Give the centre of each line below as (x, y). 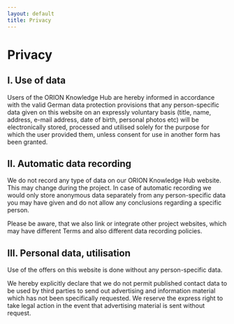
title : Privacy (29, 20)
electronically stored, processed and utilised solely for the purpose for (108, 127)
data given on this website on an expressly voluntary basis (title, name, (109, 112)
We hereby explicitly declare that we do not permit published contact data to (117, 283)
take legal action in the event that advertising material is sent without (106, 306)
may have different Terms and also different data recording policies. (105, 231)
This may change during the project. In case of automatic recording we (109, 188)
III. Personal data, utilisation (69, 253)
